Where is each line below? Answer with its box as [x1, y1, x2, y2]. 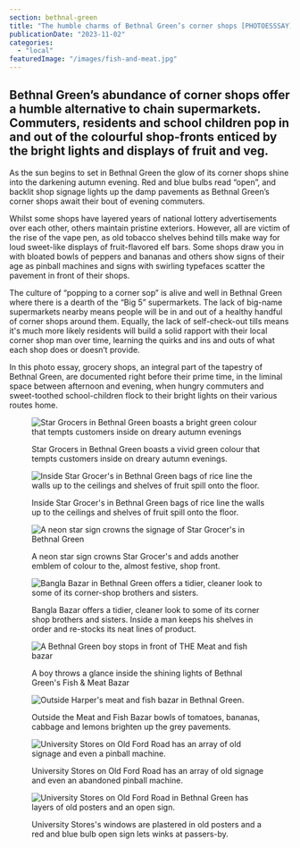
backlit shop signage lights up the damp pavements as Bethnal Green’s [9, 186, 270, 197]
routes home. [9, 399, 58, 410]
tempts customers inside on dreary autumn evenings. [31, 453, 228, 464]
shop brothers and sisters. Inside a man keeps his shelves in [31, 614, 254, 625]
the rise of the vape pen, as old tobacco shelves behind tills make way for [9, 231, 280, 242]
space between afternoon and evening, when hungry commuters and [9, 381, 264, 391]
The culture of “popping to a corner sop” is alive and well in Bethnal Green [9, 287, 283, 298]
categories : [9, 38, 54, 47]
